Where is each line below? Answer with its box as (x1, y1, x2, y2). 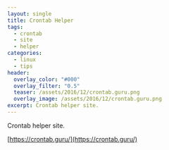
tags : (7, 23, 23, 30)
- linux (13, 56, 37, 63)
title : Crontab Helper (7, 17, 74, 24)
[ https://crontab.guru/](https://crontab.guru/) (7, 135, 138, 143)
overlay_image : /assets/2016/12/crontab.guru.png (13, 96, 162, 103)
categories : (7, 50, 42, 57)
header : (7, 69, 30, 76)
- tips (13, 63, 33, 70)
